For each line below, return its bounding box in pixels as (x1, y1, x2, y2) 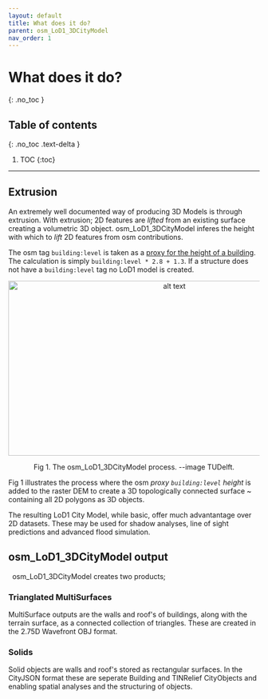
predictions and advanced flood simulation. (8, 527, 151, 537)
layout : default (8, 11, 62, 20)
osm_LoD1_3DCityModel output (8, 550, 169, 564)
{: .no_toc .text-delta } (8, 139, 81, 149)
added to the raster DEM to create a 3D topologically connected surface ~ (8, 485, 252, 496)
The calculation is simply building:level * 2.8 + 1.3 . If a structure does (8, 256, 249, 266)
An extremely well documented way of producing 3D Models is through (8, 206, 243, 216)
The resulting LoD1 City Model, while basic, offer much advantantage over (8, 509, 252, 520)
